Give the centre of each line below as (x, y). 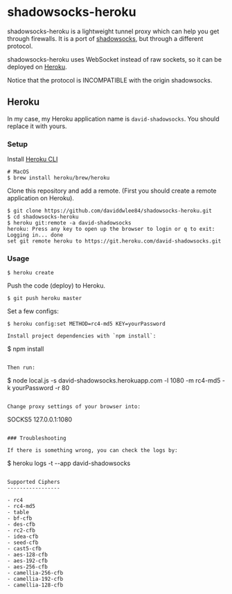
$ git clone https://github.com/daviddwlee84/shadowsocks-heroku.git (110, 211)
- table (18, 513)
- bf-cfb (20, 518)
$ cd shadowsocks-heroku (43, 217)
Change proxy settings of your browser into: (74, 407)
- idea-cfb (23, 537)
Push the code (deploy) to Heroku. (56, 286)
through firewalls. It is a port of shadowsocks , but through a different (105, 38)
